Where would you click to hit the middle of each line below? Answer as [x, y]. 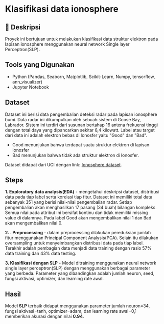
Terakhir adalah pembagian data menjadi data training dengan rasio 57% [78, 248]
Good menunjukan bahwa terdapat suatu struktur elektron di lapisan [81, 145]
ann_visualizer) [27, 81]
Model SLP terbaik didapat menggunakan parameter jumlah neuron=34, [78, 306]
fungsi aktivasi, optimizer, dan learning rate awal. [55, 279]
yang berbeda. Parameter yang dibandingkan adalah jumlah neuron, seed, [80, 273]
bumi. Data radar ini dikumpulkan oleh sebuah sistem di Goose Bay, [73, 119]
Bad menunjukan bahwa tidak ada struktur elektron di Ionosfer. [75, 155]
